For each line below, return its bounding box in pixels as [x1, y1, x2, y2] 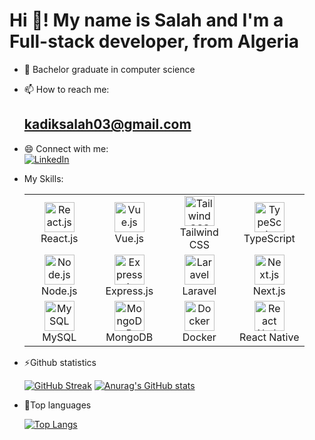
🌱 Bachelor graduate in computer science [23, 63, 196, 75]
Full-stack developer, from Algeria [9, 30, 299, 53]
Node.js [41, 284, 78, 298]
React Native [239, 330, 300, 344]
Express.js [105, 284, 154, 298]
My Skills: [23, 172, 64, 184]
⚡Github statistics [23, 356, 97, 368]
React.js [40, 231, 79, 245]
